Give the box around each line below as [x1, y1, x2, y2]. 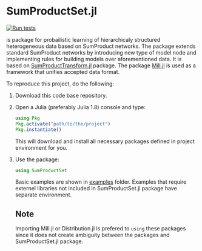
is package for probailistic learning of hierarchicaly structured [6, 36, 161, 43]
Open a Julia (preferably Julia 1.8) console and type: [15, 103, 146, 110]
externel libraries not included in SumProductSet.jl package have [15, 185, 177, 192]
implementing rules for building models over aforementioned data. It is [6, 55, 182, 62]
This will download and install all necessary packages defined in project [15, 138, 195, 145]
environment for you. [15, 144, 68, 151]
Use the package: [15, 156, 59, 163]
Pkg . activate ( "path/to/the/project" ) [15, 121, 111, 127]
